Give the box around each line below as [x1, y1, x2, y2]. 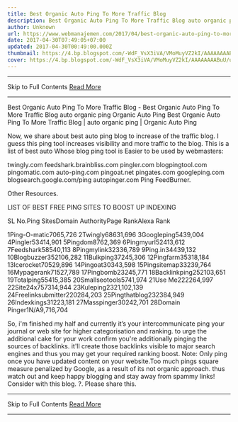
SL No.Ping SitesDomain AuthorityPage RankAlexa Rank [7, 217, 171, 225]
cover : [7, 57, 27, 64]
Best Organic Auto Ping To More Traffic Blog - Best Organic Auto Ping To [7, 103, 220, 111]
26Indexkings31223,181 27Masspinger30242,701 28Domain [7, 298, 181, 307]
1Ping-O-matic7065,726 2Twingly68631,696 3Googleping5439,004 [7, 230, 204, 239]
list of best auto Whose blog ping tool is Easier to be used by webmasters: [7, 147, 224, 155]
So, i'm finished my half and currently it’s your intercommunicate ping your [7, 319, 225, 328]
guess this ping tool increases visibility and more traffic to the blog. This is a [7, 139, 229, 147]
